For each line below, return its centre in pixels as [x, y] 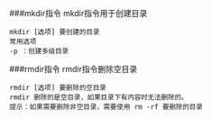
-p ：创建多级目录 [39, 51]
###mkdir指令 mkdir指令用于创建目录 [78, 13]
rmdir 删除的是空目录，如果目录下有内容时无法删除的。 [99, 97]
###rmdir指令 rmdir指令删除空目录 [74, 69]
